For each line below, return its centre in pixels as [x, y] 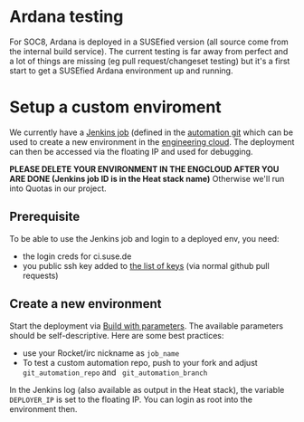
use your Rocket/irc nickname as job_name [101, 353]
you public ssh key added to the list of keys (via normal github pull [146, 265]
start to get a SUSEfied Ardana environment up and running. [121, 71]
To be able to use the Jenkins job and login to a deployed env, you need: [144, 238]
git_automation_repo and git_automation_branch [115, 372]
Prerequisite [45, 217]
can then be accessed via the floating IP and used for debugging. [131, 151]
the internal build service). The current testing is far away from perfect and [149, 51]
